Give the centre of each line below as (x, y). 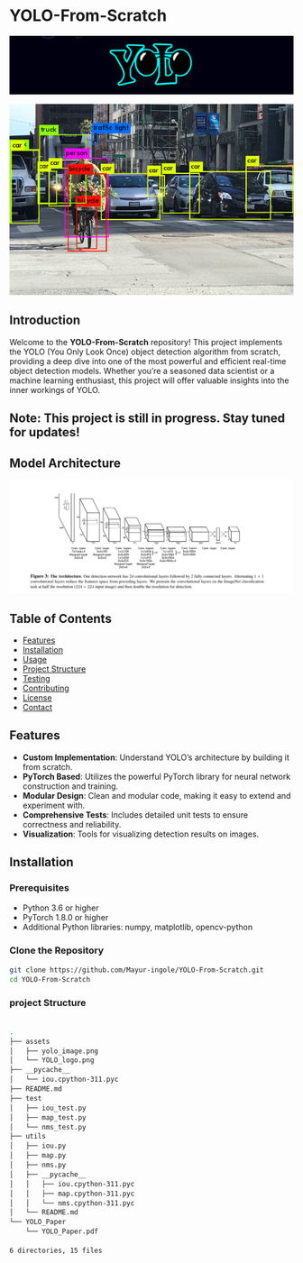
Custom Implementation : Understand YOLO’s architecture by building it (156, 757)
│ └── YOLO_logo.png (52, 1060)
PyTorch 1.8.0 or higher (65, 917)
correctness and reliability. (72, 824)
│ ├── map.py (38, 1156)
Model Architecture (65, 463)
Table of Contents (61, 618)
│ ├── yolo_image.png (54, 1051)
